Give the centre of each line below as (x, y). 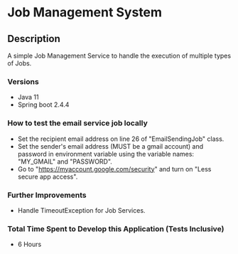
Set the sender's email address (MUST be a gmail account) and (110, 146)
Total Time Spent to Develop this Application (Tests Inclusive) (116, 228)
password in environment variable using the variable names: (106, 154)
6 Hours (29, 244)
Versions (23, 81)
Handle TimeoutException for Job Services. (81, 210)
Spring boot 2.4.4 (43, 105)
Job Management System (85, 12)
